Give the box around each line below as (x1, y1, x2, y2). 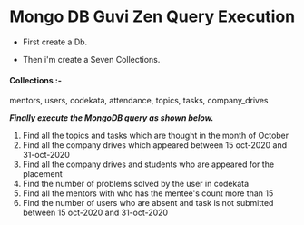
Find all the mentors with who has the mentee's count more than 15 (22, 188, 274, 199)
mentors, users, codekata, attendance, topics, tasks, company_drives (9, 95, 269, 106)
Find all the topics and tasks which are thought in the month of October (22, 130, 289, 142)
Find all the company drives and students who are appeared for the (22, 159, 275, 170)
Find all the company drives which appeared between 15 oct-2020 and (22, 140, 288, 151)
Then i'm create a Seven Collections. (22, 54, 161, 64)
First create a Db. (22, 36, 88, 47)
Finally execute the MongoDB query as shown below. (9, 112, 214, 123)
